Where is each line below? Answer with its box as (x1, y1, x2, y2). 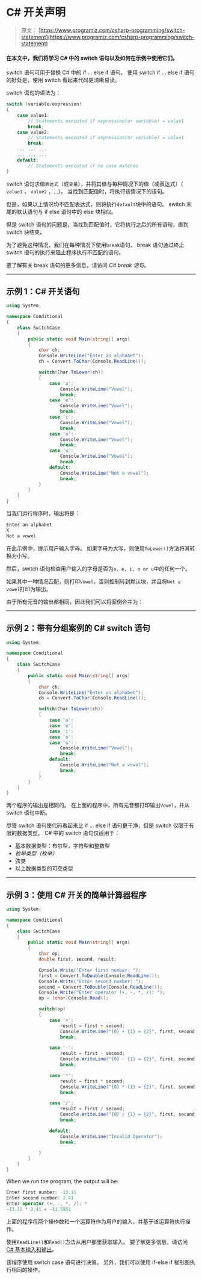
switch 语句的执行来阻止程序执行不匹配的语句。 (6, 248, 124, 256)
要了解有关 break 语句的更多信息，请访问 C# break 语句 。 (6, 261, 150, 269)
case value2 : (17, 129, 50, 136)
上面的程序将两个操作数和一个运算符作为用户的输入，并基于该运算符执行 (6, 1218, 185, 1225)
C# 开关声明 (6, 5, 66, 19)
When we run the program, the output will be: (6, 1178, 119, 1185)
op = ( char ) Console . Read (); (38, 995, 109, 1001)
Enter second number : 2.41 (6, 1195, 74, 1201)
